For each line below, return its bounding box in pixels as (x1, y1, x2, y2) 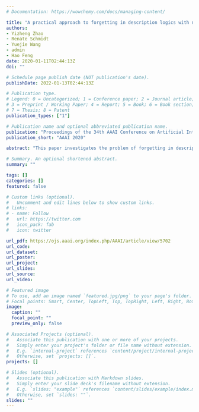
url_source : (6, 271, 36, 277)
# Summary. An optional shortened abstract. (6, 156, 118, 162)
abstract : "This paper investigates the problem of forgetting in (6, 145, 174, 152)
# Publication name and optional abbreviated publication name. (6, 123, 168, 130)
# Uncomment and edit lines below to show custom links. (6, 200, 155, 206)
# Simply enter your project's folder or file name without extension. (6, 342, 192, 348)
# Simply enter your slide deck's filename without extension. (6, 380, 171, 386)
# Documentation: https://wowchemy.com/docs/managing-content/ (6, 8, 166, 15)
